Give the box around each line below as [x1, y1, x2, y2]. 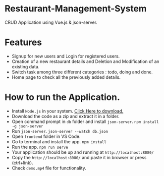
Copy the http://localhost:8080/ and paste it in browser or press [11, 154, 147, 160]
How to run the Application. [4, 92, 120, 103]
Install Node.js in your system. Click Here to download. [11, 108, 124, 114]
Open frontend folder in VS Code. [11, 133, 81, 139]
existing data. [11, 63, 40, 69]
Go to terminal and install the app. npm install [11, 138, 107, 144]
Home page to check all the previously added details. [11, 74, 121, 80]
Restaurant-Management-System [4, 3, 147, 14]
